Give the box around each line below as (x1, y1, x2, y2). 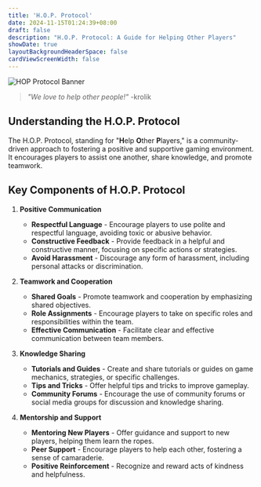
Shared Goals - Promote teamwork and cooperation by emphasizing (31, 291, 252, 301)
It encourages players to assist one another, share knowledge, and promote (8, 152, 252, 162)
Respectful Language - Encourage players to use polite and (31, 219, 226, 229)
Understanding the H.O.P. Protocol (8, 115, 180, 128)
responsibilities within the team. (31, 317, 134, 326)
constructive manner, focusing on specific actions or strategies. (31, 244, 237, 254)
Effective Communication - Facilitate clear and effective (31, 325, 215, 335)
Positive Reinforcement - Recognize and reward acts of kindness (31, 461, 245, 471)
